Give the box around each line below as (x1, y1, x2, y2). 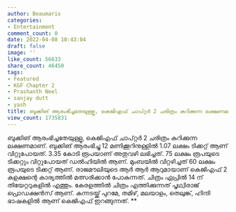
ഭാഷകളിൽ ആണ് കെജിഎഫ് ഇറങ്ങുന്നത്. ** (7, 197, 137, 205)
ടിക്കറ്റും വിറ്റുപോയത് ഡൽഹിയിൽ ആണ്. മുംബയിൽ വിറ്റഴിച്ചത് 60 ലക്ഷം (7, 157, 216, 165)
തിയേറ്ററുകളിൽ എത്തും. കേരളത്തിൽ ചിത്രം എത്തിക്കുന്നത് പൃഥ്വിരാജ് (7, 181, 199, 189)
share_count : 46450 (7, 62, 65, 69)
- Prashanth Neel (7, 88, 58, 95)
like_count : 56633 (7, 56, 61, 63)
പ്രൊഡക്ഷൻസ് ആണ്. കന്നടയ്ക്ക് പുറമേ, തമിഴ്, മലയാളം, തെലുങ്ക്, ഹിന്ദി (7, 188, 211, 197)
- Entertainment (7, 23, 55, 30)
